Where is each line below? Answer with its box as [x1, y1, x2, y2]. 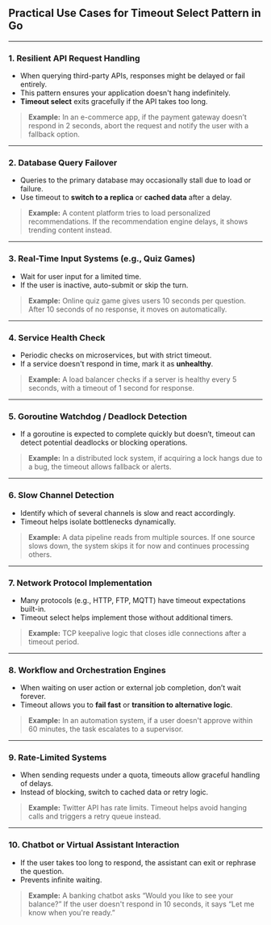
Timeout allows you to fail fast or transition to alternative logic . [19, 700, 233, 709]
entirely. [19, 80, 48, 90]
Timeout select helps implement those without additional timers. [19, 613, 234, 622]
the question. [19, 866, 65, 876]
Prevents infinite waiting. [19, 875, 102, 885]
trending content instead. [27, 225, 112, 235]
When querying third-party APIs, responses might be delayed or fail [19, 71, 246, 81]
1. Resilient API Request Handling [8, 52, 140, 64]
